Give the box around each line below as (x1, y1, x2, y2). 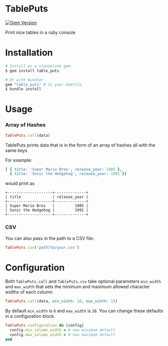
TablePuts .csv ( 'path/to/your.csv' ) (5, 245, 80, 250)
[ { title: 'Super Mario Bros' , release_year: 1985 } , (5, 167, 122, 172)
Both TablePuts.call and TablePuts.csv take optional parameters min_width (5, 278, 161, 284)
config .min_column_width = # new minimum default (10, 327, 115, 333)
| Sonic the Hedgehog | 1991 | (5, 208, 89, 213)
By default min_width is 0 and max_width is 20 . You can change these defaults (5, 308, 163, 314)
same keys (5, 147, 28, 153)
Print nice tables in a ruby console (5, 29, 76, 35)
